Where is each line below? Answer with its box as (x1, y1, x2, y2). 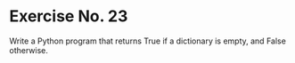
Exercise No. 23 (9, 6, 128, 27)
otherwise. (9, 44, 49, 55)
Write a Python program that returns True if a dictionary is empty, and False (9, 35, 287, 46)
